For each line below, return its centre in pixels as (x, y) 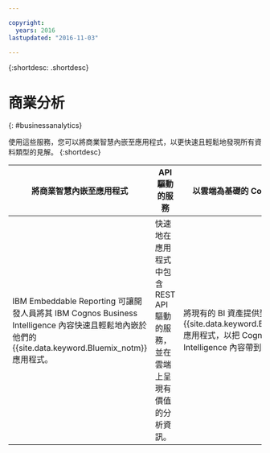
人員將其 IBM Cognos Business (79, 313)
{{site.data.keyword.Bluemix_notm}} (80, 348)
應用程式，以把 (212, 336)
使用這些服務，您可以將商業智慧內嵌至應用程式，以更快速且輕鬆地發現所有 (131, 142)
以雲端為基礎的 (221, 191)
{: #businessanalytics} (45, 126)
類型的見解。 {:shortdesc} (58, 152)
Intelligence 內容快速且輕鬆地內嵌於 (80, 325)
